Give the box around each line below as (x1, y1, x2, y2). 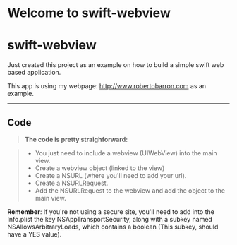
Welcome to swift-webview (7, 5, 171, 21)
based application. (7, 68, 61, 77)
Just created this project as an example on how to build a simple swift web (7, 61, 224, 69)
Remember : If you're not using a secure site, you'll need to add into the (7, 207, 215, 216)
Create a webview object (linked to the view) (35, 164, 165, 172)
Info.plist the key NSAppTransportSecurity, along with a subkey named (7, 215, 213, 223)
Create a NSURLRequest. (35, 179, 109, 187)
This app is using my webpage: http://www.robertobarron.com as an (7, 82, 207, 90)
